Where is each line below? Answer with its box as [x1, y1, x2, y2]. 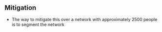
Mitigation [4, 4, 37, 12]
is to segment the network [11, 21, 64, 27]
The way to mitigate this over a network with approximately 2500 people [11, 16, 158, 22]
